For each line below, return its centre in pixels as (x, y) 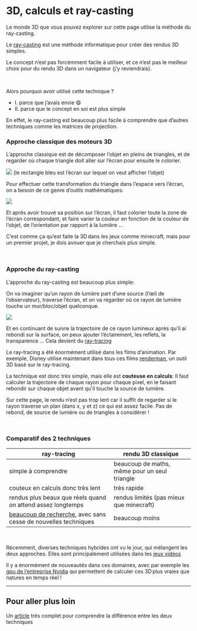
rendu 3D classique (151, 454)
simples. (16, 50)
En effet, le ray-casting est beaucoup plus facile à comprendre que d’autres (97, 120)
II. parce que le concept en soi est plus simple (70, 108)
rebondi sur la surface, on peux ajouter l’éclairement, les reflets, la (86, 334)
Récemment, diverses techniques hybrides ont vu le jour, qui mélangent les (97, 547)
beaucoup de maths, (142, 463)
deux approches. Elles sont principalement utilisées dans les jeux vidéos (94, 554)
